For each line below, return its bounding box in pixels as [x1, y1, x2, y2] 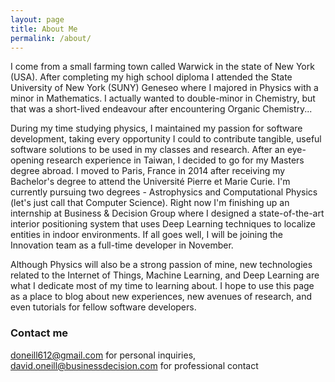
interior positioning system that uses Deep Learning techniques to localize [10, 218, 316, 230]
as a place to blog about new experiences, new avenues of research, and [10, 291, 313, 303]
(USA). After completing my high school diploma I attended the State [10, 71, 293, 83]
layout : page [10, 14, 65, 25]
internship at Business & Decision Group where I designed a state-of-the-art [10, 207, 325, 220]
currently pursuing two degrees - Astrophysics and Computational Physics [10, 186, 318, 198]
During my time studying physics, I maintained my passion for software [10, 122, 303, 135]
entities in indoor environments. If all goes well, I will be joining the [10, 229, 284, 241]
